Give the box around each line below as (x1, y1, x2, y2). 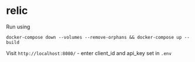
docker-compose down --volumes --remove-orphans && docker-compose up (6, 34, 182, 40)
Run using (6, 23, 30, 30)
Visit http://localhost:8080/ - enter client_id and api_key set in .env (6, 49, 172, 56)
